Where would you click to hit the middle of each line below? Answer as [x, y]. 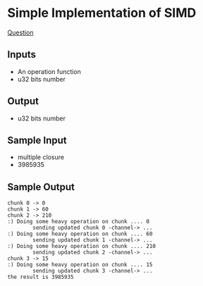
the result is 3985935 [41, 277]
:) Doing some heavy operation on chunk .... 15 [80, 265]
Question [20, 32]
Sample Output [41, 187]
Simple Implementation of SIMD [102, 13]
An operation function [49, 71]
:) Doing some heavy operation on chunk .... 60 [80, 234]
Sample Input [37, 140]
